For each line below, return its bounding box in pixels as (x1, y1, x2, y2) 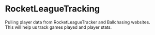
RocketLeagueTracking (5, 3, 100, 14)
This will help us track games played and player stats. (5, 24, 112, 30)
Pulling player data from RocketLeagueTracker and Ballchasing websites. (5, 19, 150, 25)
